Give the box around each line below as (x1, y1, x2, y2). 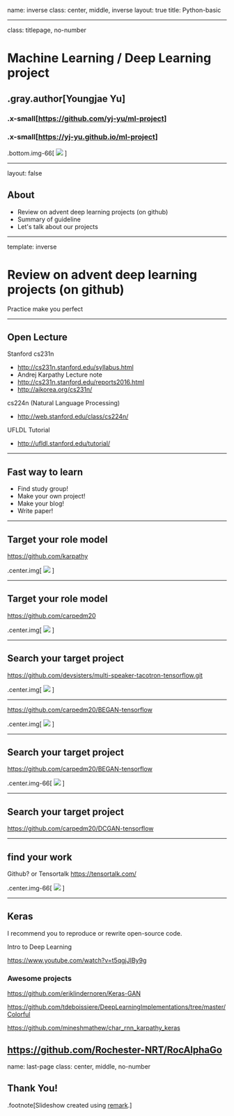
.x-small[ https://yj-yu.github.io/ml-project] (7, 132, 158, 142)
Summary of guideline (17, 215, 81, 223)
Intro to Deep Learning (7, 943, 72, 951)
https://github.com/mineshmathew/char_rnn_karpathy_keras (7, 1023, 181, 1032)
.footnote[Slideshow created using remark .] (7, 1101, 132, 1109)
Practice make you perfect (7, 304, 84, 313)
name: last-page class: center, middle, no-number (7, 1062, 151, 1071)
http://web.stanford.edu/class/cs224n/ (17, 412, 129, 421)
